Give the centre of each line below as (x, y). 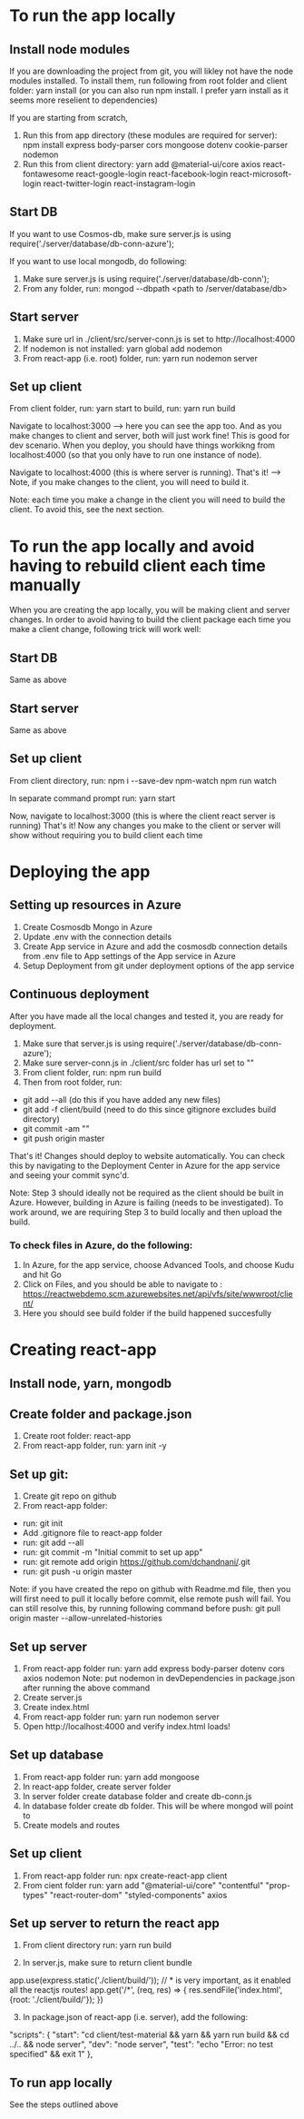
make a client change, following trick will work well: (105, 629)
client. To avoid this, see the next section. (87, 510)
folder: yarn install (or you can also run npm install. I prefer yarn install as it (149, 90)
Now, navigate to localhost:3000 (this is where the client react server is (142, 816)
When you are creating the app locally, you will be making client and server (150, 610)
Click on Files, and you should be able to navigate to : (123, 1284)
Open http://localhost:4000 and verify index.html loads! (127, 1726)
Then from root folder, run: (72, 1082)
